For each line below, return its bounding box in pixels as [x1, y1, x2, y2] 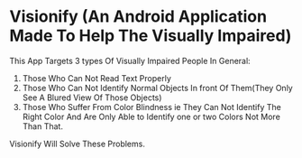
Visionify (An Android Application [9, 6, 268, 27]
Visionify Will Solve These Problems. [9, 138, 146, 149]
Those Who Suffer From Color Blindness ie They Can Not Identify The [22, 101, 281, 112]
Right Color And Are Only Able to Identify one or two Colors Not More [22, 111, 281, 122]
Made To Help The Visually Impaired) [9, 25, 292, 46]
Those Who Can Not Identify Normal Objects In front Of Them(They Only [22, 82, 293, 93]
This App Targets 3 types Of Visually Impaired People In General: [9, 55, 251, 66]
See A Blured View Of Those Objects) [22, 92, 162, 103]
